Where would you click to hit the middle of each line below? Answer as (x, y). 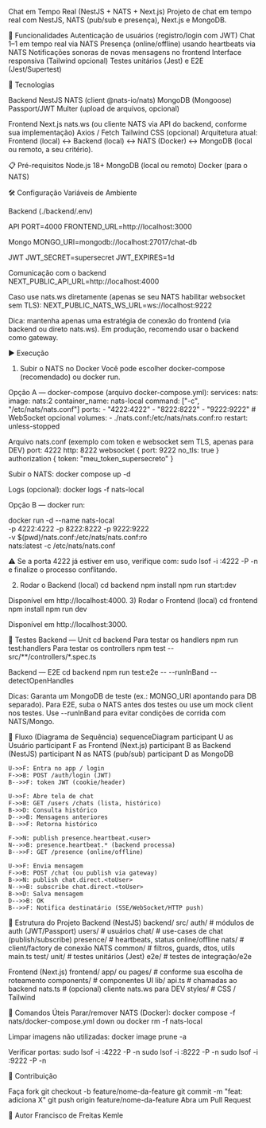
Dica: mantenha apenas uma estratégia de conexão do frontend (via (120, 321)
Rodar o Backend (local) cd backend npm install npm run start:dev (128, 585)
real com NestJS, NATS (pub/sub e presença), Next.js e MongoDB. (118, 20)
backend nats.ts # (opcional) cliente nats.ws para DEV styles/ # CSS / (122, 989)
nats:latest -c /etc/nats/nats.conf (62, 546)
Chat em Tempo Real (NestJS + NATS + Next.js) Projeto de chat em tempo (130, 12)
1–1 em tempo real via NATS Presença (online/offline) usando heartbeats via (132, 44)
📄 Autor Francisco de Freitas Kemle (66, 1115)
